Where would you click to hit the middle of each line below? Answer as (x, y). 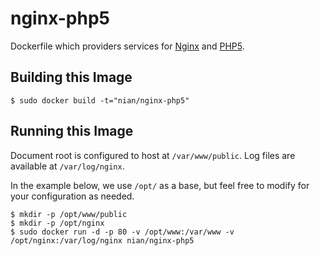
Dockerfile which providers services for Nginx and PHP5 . (127, 46)
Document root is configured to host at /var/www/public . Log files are (153, 155)
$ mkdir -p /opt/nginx (57, 223)
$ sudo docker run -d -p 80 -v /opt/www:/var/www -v (122, 232)
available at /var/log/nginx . (67, 166)
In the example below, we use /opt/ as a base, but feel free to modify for (160, 185)
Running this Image (72, 131)
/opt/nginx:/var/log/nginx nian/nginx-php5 (102, 240)
